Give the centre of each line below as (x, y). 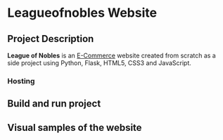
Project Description (51, 39)
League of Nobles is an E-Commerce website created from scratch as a (111, 55)
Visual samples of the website (75, 127)
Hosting (21, 80)
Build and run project (54, 104)
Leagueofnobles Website (82, 13)
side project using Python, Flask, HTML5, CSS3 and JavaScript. (100, 63)
